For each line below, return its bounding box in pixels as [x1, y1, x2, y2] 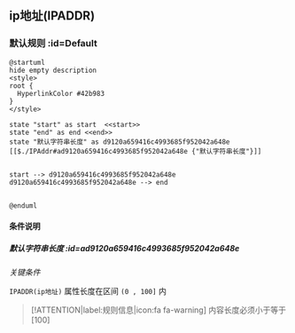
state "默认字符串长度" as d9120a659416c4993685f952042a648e [9, 137, 230, 147]
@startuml [9, 58, 46, 67]
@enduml [9, 201, 38, 210]
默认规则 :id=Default [9, 37, 97, 50]
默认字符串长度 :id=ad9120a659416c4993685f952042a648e [9, 242, 240, 253]
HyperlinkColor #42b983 [17, 89, 105, 98]
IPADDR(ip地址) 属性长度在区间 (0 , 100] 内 [9, 286, 167, 297]
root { [9, 81, 34, 91]
